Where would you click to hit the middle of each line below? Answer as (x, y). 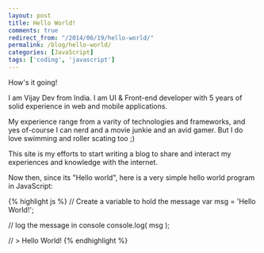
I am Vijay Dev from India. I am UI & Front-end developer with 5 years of (125, 98)
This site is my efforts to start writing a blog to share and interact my (120, 153)
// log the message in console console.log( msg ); (89, 225)
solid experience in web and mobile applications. (88, 106)
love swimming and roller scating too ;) (72, 138)
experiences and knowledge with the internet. (83, 162)
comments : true (33, 30)
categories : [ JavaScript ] (51, 52)
